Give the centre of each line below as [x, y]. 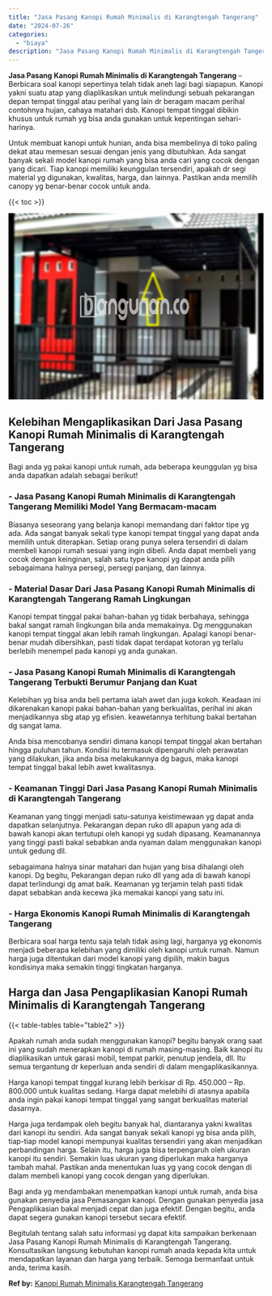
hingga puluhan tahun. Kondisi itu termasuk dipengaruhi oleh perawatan [128, 750]
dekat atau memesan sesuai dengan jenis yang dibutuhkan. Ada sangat [127, 152]
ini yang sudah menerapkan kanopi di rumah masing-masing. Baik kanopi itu [136, 1049]
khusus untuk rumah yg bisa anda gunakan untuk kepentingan [112, 119]
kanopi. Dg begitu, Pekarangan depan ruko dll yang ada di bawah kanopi [130, 875]
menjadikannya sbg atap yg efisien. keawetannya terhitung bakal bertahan [133, 717]
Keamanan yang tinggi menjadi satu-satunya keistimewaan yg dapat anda [131, 816]
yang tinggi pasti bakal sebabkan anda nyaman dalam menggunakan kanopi [135, 842]
